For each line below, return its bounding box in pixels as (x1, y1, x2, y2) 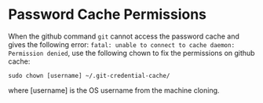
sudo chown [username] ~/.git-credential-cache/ (8, 72, 170, 79)
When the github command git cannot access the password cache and (8, 31, 239, 41)
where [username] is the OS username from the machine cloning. (8, 85, 220, 95)
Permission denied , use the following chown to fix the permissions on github (8, 48, 255, 57)
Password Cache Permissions (8, 6, 206, 24)
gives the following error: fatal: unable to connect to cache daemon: (8, 39, 236, 49)
